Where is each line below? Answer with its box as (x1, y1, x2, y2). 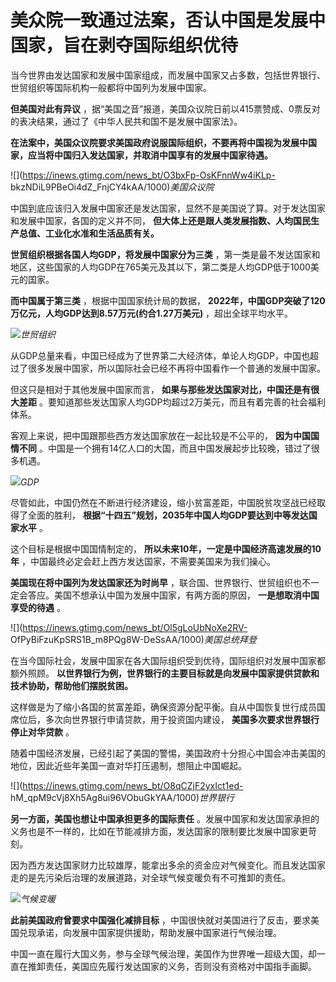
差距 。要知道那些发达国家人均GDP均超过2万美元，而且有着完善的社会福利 (18, 396, 326, 408)
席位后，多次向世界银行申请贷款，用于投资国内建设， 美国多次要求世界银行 (10, 713, 320, 725)
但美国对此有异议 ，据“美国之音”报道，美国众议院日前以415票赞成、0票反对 (10, 102, 321, 115)
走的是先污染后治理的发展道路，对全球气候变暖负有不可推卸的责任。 (10, 871, 291, 883)
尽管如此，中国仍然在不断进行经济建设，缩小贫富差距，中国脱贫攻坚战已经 (10, 496, 317, 508)
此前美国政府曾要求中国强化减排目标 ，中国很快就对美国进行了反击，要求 (10, 914, 311, 926)
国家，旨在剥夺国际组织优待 (10, 34, 239, 57)
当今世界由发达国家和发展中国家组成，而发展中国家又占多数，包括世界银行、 (10, 69, 326, 81)
